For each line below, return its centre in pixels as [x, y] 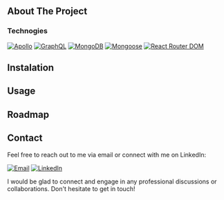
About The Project [47, 11]
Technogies [28, 31]
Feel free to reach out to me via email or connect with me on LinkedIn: [106, 154]
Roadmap [28, 114]
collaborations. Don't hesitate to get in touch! [71, 188]
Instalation [30, 68]
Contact [25, 138]
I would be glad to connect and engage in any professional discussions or [112, 181]
